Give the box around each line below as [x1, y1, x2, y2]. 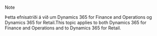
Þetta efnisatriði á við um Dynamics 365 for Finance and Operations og [5, 14, 152, 20]
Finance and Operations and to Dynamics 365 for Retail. [5, 25, 122, 31]
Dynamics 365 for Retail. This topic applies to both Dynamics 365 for [5, 20, 147, 25]
